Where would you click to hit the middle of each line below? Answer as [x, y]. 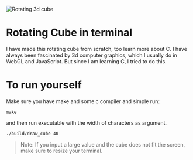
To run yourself [44, 85]
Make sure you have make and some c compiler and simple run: [83, 101]
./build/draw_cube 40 [32, 134]
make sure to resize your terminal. [61, 151]
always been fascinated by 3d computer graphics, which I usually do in [92, 55]
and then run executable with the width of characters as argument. [87, 122]
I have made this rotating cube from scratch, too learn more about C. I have [96, 49]
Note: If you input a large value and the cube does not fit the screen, [103, 144]
